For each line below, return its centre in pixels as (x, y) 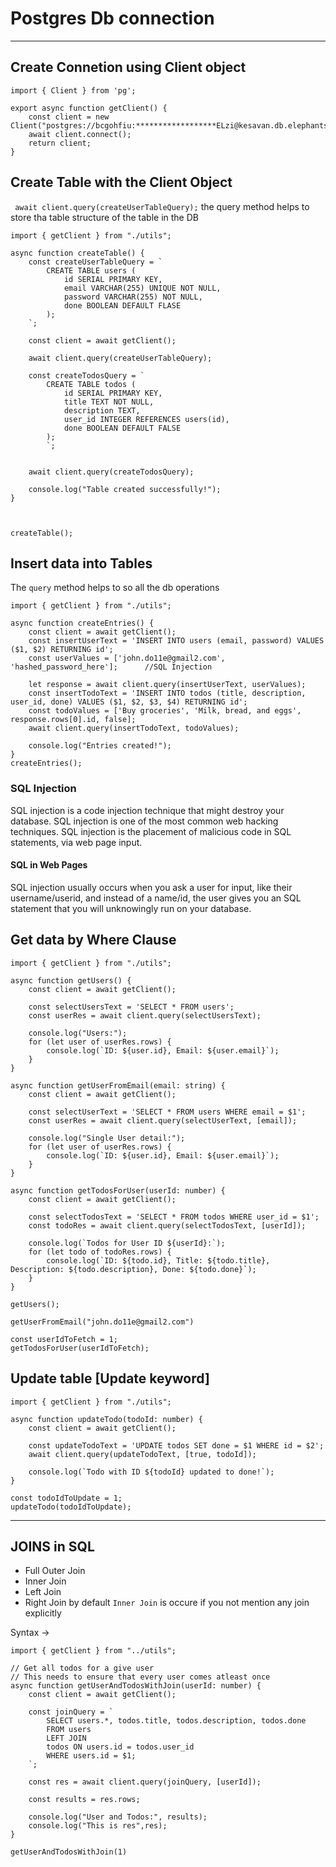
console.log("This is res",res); (98, 1826)
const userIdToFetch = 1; (64, 1339)
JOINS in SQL (52, 1546)
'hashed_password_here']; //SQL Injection (111, 667)
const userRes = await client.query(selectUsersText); (145, 1015)
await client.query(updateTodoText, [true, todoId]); (142, 1454)
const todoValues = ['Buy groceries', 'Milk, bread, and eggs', (165, 711)
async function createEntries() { (82, 623)
